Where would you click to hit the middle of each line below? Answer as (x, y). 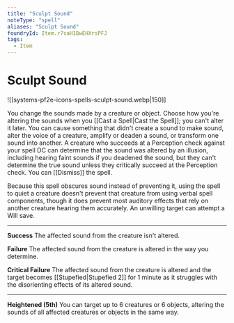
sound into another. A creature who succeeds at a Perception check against (116, 143)
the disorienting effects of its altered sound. (70, 284)
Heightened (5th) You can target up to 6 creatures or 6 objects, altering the (116, 304)
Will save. (21, 215)
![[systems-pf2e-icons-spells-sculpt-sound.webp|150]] (87, 100)
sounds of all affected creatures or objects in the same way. (93, 312)
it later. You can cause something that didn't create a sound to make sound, (116, 128)
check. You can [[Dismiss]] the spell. (60, 172)
